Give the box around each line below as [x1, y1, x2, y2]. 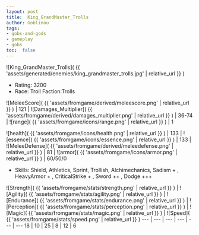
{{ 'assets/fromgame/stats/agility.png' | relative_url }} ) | [29, 190, 165, 198]
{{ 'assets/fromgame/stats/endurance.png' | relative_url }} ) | [39, 196, 188, 204]
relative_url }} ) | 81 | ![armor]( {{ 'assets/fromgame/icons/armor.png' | [6, 148, 178, 155]
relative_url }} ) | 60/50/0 [6, 155, 67, 162]
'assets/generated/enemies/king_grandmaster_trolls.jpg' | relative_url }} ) [6, 69, 185, 77]
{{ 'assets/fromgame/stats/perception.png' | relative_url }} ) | [39, 203, 189, 210]
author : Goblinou [6, 20, 49, 26]
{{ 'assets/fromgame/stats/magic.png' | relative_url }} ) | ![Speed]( [28, 209, 190, 217]
